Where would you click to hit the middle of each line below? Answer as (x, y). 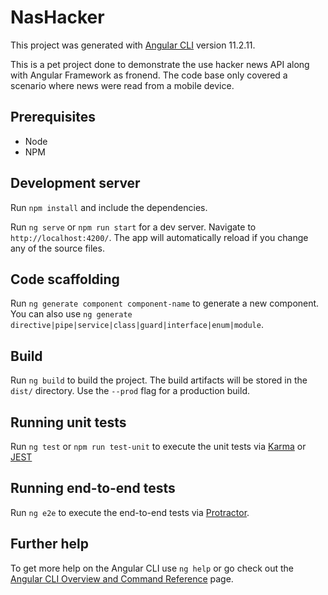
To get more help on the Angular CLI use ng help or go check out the (152, 568)
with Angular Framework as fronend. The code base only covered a (149, 75)
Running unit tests (68, 422)
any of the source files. (57, 248)
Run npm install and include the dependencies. (109, 207)
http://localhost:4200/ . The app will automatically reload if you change (159, 237)
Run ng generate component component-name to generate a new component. (165, 303)
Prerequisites (53, 117)
